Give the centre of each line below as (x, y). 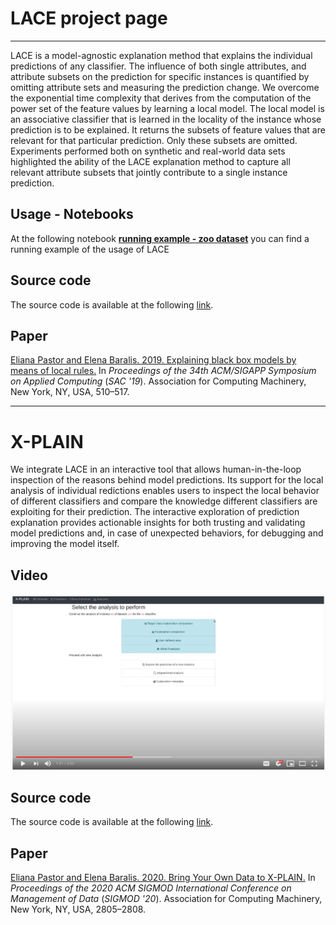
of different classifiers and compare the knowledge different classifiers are (164, 501)
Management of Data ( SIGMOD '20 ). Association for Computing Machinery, (166, 899)
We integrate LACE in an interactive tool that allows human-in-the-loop (156, 469)
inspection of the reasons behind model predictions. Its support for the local (167, 480)
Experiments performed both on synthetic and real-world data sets (148, 151)
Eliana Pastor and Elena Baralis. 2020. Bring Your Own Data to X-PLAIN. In (163, 878)
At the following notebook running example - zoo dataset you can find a (160, 238)
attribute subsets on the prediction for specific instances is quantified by (160, 76)
